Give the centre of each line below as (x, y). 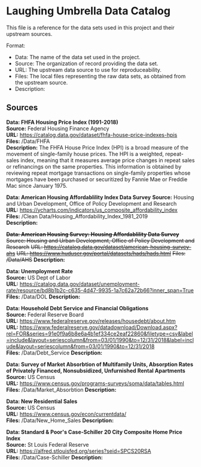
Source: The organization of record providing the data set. (86, 63)
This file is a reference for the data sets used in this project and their (90, 28)
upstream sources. (29, 33)
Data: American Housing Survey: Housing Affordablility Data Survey (93, 234)
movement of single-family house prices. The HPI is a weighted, (85, 154)
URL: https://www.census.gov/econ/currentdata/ (66, 414)
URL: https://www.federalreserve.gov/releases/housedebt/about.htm (91, 321)
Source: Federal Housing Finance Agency (58, 128)
